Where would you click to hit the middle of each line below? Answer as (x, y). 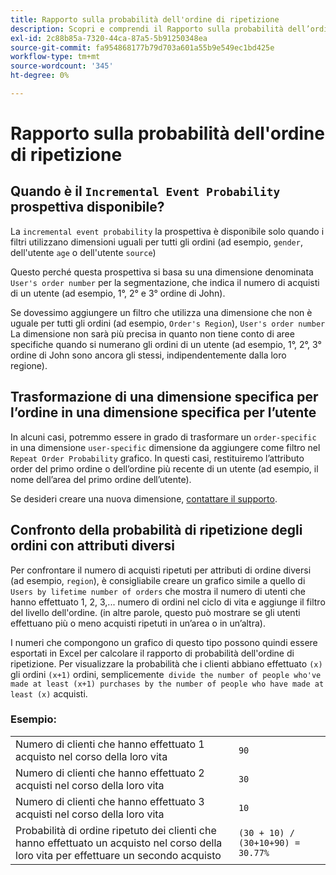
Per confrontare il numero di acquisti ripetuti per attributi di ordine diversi (161, 570)
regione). (29, 365)
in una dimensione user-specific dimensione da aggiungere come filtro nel (165, 447)
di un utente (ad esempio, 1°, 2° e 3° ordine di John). (118, 293)
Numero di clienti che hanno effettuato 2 (110, 773)
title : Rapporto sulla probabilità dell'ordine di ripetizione (145, 19)
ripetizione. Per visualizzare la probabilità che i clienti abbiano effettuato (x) (166, 663)
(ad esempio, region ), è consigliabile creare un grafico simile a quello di (158, 580)
